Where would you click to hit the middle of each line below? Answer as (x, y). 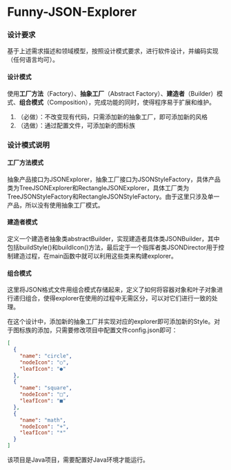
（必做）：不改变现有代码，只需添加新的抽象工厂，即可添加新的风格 (112, 116)
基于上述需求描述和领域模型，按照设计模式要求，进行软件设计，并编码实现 (113, 51)
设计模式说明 (29, 145)
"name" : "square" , (46, 388)
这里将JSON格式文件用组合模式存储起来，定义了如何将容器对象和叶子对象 (112, 289)
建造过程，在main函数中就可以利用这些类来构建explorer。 (95, 256)
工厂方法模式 (25, 163)
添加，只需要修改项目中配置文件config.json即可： (107, 330)
